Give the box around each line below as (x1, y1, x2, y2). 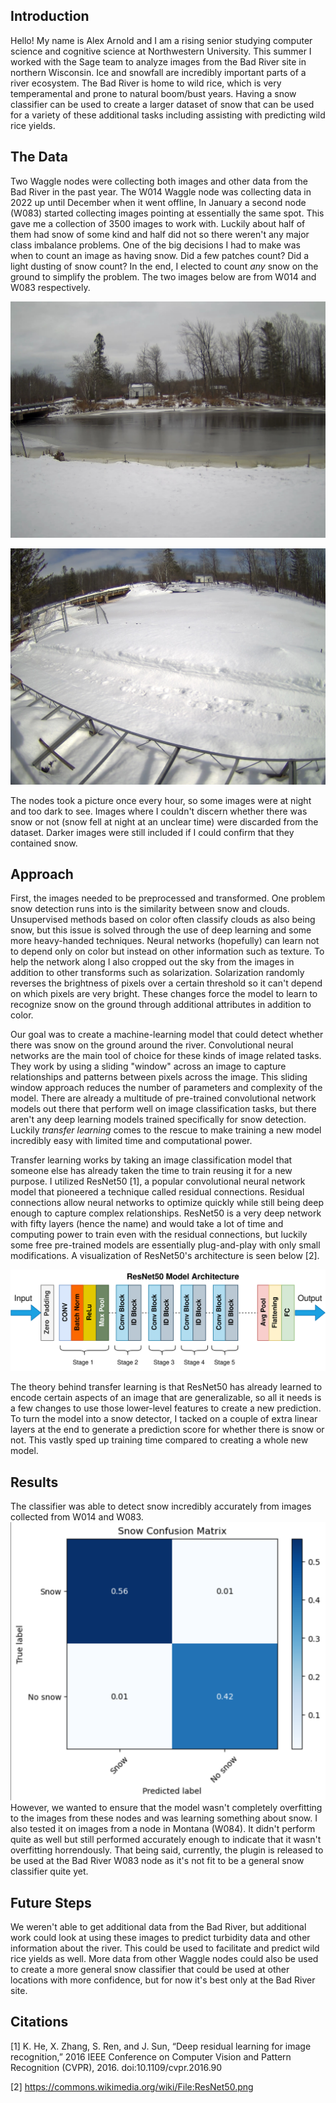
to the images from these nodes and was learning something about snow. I (10, 1812, 318, 1824)
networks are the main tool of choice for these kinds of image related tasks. (10, 1050, 322, 1062)
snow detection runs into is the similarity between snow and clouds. (10, 903, 290, 915)
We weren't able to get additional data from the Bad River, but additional (10, 1920, 307, 1933)
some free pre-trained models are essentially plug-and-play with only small (10, 1239, 321, 1251)
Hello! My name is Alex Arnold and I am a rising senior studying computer (10, 34, 313, 46)
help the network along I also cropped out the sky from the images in (10, 956, 295, 968)
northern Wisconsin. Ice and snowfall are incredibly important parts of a (10, 66, 307, 78)
